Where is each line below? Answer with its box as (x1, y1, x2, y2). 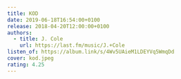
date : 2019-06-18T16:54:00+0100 (7, 16, 100, 23)
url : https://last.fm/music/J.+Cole (19, 42, 126, 49)
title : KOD (7, 10, 39, 17)
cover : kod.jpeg (7, 55, 54, 62)
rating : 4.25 (7, 61, 45, 68)
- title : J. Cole (13, 36, 64, 43)
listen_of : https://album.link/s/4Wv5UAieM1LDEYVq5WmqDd (7, 49, 175, 56)
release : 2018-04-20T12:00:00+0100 (7, 23, 110, 30)
